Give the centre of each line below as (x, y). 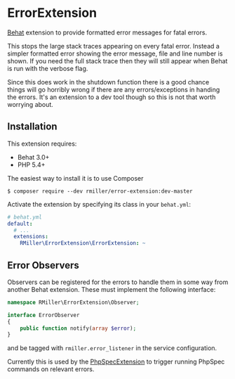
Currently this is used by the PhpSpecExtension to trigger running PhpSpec (116, 362)
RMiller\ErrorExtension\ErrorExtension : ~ (83, 243)
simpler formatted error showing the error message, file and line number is (115, 53)
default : (20, 224)
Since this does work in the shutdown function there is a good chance (108, 82)
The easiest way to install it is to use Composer (75, 178)
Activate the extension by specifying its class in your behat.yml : (99, 204)
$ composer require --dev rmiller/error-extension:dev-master (100, 191)
